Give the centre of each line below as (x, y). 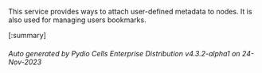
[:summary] (27, 35)
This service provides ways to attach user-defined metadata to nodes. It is (130, 12)
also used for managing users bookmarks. (77, 20)
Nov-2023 (25, 62)
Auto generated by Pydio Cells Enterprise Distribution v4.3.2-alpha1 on (124, 53)
